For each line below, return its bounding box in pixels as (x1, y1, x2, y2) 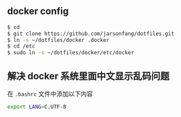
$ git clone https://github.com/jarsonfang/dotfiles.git (7, 30, 175, 37)
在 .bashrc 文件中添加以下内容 (7, 89, 93, 98)
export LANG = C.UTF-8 (7, 103, 67, 110)
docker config (7, 6, 69, 17)
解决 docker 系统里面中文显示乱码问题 (7, 70, 170, 82)
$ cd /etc (7, 43, 36, 50)
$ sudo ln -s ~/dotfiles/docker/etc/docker (7, 50, 135, 56)
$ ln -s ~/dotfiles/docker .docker (7, 36, 110, 43)
